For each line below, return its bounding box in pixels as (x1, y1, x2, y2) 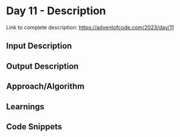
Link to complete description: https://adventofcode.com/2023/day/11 (6, 24, 174, 31)
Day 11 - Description (6, 4, 106, 18)
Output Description (6, 61, 79, 71)
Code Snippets (6, 122, 62, 132)
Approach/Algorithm (6, 81, 85, 91)
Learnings (6, 101, 45, 111)
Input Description (6, 41, 72, 51)
